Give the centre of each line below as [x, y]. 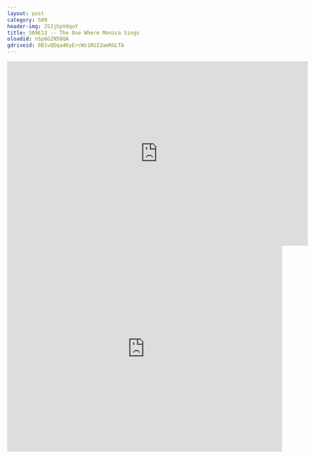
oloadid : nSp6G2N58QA [38, 39]
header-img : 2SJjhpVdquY [43, 26]
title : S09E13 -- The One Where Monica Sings [73, 33]
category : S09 [27, 20]
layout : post [26, 13]
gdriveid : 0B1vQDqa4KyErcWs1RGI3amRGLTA [66, 45]
